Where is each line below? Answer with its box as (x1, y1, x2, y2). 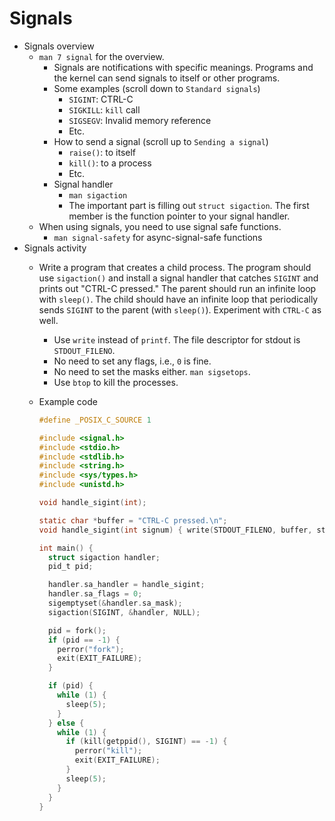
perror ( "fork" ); (57, 644, 125, 654)
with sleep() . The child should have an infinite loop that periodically (38, 293, 319, 305)
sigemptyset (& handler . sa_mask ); (47, 598, 183, 609)
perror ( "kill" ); (74, 746, 143, 756)
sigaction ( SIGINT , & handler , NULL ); (47, 607, 201, 617)
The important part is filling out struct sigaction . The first (68, 199, 310, 211)
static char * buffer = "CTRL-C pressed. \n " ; (38, 515, 228, 526)
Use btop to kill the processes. (53, 376, 179, 388)
